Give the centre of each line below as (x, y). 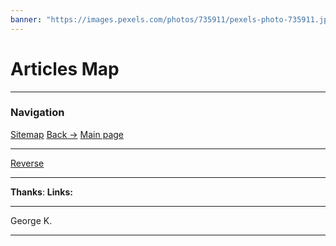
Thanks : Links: (41, 192)
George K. (31, 220)
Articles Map (65, 68)
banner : (26, 19)
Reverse (27, 163)
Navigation (37, 113)
